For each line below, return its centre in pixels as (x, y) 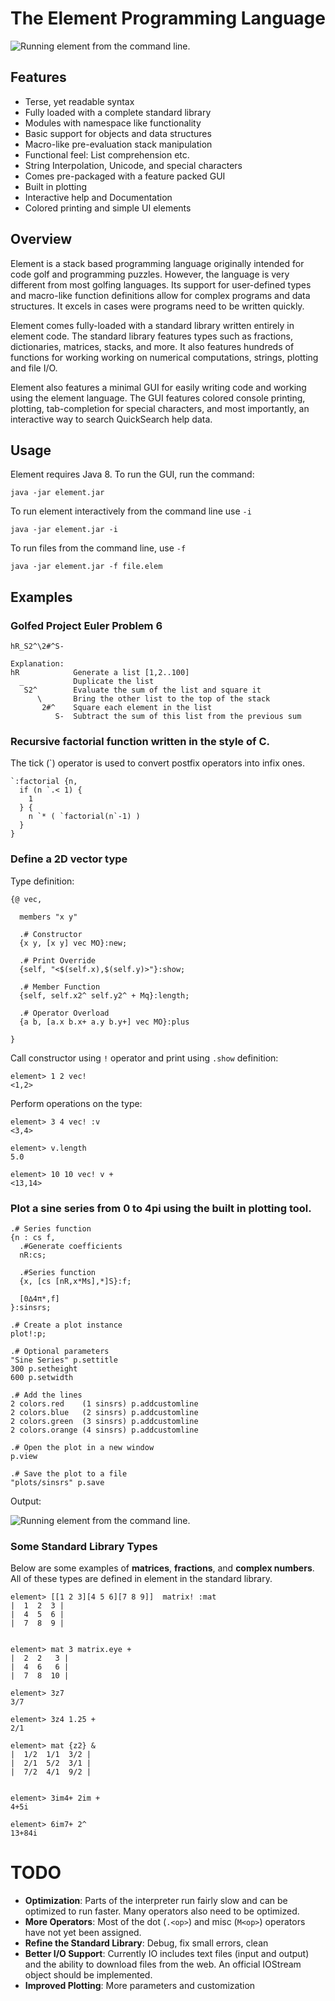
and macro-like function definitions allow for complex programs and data (160, 295)
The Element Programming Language (168, 18)
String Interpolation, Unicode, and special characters (133, 165)
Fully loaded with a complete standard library (118, 112)
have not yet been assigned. (83, 1933)
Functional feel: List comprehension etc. (107, 154)
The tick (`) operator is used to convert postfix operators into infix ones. (157, 763)
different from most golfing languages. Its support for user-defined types (161, 284)
